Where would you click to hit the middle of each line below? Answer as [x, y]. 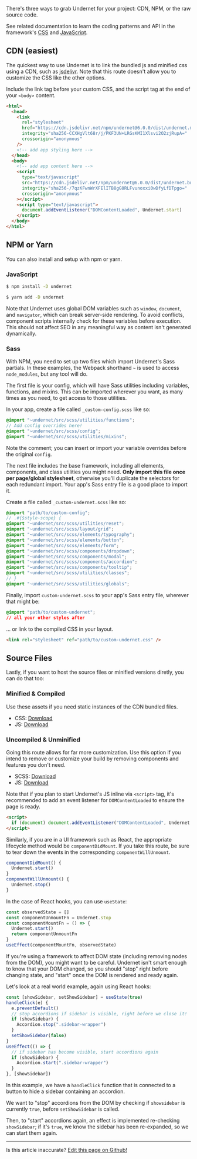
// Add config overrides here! [44, 425]
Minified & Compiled [36, 694]
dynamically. [21, 333]
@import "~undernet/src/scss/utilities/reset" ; [65, 524]
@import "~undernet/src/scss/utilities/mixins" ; [67, 436]
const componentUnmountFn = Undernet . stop [59, 918]
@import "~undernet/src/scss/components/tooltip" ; [69, 568]
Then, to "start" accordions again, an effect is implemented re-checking [93, 1120]
